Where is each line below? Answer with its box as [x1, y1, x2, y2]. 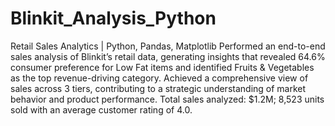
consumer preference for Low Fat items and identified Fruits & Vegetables [10, 61, 315, 73]
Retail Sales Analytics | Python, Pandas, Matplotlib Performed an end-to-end [10, 40, 326, 52]
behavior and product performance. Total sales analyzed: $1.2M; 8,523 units [10, 93, 325, 105]
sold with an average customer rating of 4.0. [10, 103, 193, 116]
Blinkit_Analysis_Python [10, 7, 217, 30]
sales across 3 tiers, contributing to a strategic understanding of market [10, 82, 307, 94]
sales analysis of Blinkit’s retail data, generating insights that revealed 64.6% [10, 50, 326, 62]
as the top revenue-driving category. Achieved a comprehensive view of [10, 72, 309, 84]
